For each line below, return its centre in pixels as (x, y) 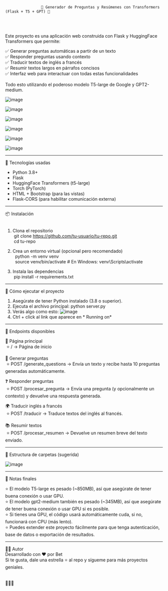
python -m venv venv (37, 256)
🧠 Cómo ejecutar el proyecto (34, 291)
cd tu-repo (25, 241)
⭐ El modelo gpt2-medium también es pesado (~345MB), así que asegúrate (83, 501)
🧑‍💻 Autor (14, 549)
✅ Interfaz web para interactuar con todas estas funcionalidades (72, 73)
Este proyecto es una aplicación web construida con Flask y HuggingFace (81, 36)
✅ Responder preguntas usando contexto (48, 57)
